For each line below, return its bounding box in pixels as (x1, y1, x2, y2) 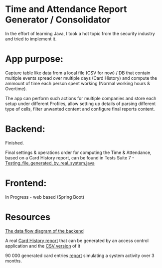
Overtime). (5, 86, 27, 92)
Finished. (5, 139, 24, 145)
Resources (5, 211, 51, 223)
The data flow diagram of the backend (5, 228, 84, 234)
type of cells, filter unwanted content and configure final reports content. (5, 106, 155, 112)
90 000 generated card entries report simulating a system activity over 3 (5, 253, 155, 259)
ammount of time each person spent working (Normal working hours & (5, 80, 151, 86)
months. (5, 258, 22, 264)
